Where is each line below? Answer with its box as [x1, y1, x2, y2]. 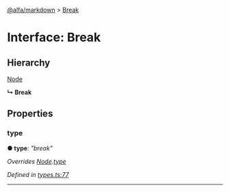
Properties [7, 108, 53, 120]
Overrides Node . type [7, 157, 66, 165]
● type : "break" [7, 143, 53, 152]
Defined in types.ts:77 [7, 170, 70, 178]
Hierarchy [7, 57, 51, 68]
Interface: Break [7, 30, 101, 45]
